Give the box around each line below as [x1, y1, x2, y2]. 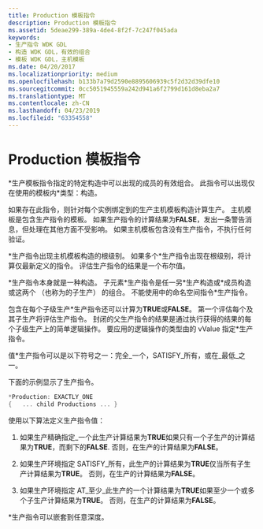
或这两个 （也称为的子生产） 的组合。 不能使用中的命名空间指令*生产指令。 [8, 287, 252, 296]
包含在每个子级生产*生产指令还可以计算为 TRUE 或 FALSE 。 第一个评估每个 [8, 304, 246, 314]
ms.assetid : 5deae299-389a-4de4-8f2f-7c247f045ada [8, 26, 178, 34]
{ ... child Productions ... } [8, 400, 118, 408]
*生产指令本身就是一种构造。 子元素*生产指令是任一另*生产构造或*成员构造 [8, 278, 252, 287]
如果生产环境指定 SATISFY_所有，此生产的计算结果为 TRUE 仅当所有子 [19, 459, 244, 468]
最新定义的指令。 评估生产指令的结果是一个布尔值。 [21, 261, 190, 270]
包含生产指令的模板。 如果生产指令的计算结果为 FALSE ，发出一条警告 [21, 214, 246, 224]
